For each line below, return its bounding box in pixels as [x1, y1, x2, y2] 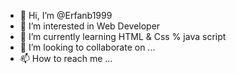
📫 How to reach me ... [19, 53, 113, 64]
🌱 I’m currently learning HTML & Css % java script [19, 31, 227, 42]
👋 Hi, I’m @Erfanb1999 [19, 10, 113, 21]
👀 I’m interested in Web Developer [19, 20, 161, 32]
